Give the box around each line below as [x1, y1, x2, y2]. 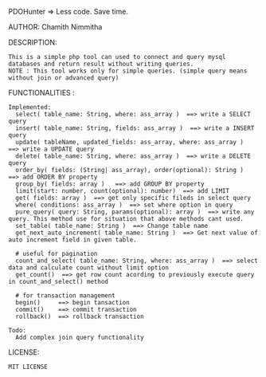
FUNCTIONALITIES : [8, 88, 76, 97]
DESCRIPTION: [8, 37, 57, 47]
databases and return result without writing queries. [8, 60, 194, 68]
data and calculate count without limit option [8, 264, 170, 272]
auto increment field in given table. [8, 236, 137, 244]
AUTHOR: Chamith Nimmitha [8, 22, 103, 31]
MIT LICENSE [8, 363, 48, 371]
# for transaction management [15, 292, 115, 300]
